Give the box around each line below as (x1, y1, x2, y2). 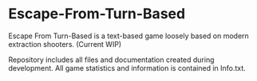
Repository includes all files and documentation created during (8, 55, 215, 64)
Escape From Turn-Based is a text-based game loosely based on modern (8, 31, 249, 40)
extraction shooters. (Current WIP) (8, 39, 122, 48)
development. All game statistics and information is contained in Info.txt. (8, 63, 246, 72)
